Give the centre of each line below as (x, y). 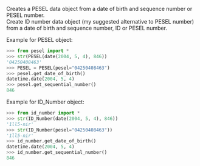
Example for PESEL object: (40, 40)
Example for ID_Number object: (45, 102)
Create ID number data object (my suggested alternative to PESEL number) (100, 22)
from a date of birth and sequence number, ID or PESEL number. (87, 28)
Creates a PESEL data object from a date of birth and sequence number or (99, 9)
